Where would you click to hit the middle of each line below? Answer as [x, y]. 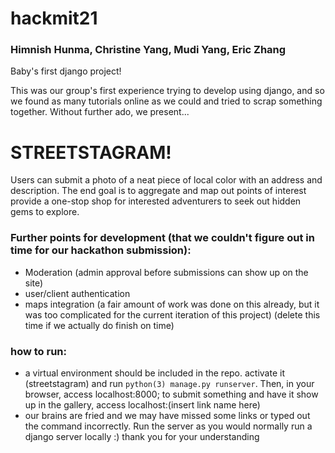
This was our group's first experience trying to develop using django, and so [167, 91]
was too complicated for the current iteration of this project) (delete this [172, 314]
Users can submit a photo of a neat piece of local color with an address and [166, 180]
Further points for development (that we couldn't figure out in [162, 238]
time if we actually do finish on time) [99, 325]
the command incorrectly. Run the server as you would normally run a [168, 426]
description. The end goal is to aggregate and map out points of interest [158, 191]
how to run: [39, 351]
